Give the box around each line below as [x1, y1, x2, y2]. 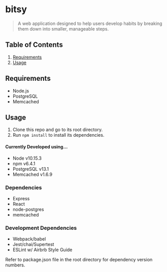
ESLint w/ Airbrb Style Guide [12, 247, 73, 253]
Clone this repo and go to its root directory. [12, 127, 103, 133]
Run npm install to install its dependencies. [12, 132, 105, 138]
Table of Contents [5, 41, 63, 49]
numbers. [5, 262, 25, 268]
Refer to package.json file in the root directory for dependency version [5, 257, 153, 263]
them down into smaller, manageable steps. [17, 25, 109, 32]
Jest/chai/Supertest [12, 241, 54, 248]
